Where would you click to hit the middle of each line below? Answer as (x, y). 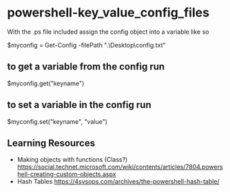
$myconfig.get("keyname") (46, 83)
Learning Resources (51, 143)
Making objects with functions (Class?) (72, 160)
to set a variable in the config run (79, 105)
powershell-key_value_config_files (108, 13)
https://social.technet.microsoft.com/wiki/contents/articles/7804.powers (120, 167)
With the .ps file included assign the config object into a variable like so (108, 32)
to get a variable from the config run (86, 67)
